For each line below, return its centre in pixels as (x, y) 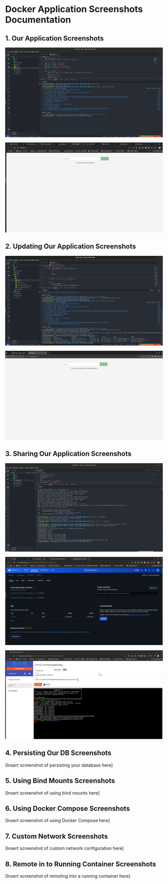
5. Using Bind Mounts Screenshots (60, 781)
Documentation (38, 20)
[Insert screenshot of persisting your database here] (59, 765)
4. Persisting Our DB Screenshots (58, 753)
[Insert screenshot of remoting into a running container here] (68, 876)
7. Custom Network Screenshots (57, 836)
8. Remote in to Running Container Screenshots (81, 864)
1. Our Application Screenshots (54, 38)
